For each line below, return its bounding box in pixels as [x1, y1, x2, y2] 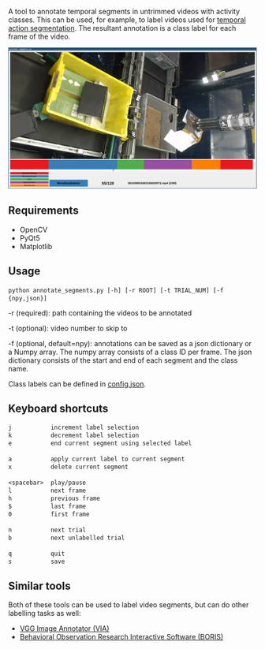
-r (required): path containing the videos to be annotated [8, 308, 192, 318]
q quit [8, 550, 65, 558]
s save [8, 558, 65, 566]
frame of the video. [8, 32, 71, 41]
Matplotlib [19, 241, 53, 251]
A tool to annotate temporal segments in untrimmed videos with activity [8, 7, 241, 16]
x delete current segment [8, 463, 129, 472]
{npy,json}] [8, 294, 47, 302]
